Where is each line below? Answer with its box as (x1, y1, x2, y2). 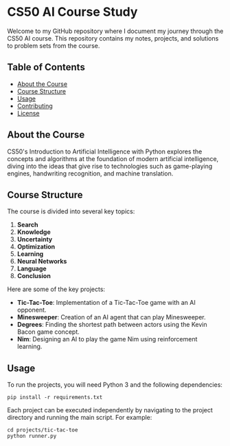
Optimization (16, 242, 56, 251)
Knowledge (16, 228, 51, 236)
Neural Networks (16, 257, 67, 266)
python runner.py (7, 433, 57, 440)
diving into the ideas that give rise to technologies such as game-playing (7, 162, 213, 170)
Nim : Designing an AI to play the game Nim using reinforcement (16, 335, 198, 343)
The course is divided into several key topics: (7, 207, 135, 215)
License (16, 109, 40, 117)
